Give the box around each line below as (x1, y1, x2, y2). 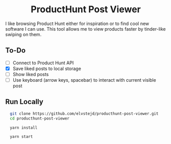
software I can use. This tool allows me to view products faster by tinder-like (5, 26, 166, 32)
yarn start (10, 134, 33, 139)
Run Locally (5, 98, 43, 106)
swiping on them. (5, 31, 42, 37)
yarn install (10, 125, 38, 130)
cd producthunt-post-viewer (10, 116, 70, 121)
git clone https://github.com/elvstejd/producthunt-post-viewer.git (10, 111, 159, 116)
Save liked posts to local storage (12, 65, 82, 71)
